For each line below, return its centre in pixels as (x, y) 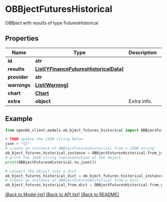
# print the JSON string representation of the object (63, 157)
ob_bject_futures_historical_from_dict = (49, 185)
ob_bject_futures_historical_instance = (48, 153)
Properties (22, 38)
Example (19, 119)
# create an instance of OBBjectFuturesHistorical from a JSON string (80, 148)
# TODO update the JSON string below (44, 139)
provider (18, 77)
